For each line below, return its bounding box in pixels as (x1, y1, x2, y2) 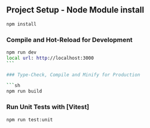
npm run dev (6, 49, 37, 55)
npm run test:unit (6, 116, 53, 123)
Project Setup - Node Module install (6, 5, 145, 15)
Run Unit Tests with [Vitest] (6, 103, 90, 112)
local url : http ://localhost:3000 (6, 55, 95, 61)
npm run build (6, 88, 43, 94)
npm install (6, 21, 37, 27)
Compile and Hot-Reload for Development (6, 35, 133, 44)
